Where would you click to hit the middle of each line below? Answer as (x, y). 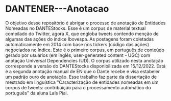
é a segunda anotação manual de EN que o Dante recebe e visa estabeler (83, 71)
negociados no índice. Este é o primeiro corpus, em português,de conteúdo (85, 50)
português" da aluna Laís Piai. (37, 93)
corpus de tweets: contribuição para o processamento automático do (78, 87)
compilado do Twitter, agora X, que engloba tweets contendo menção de (82, 33)
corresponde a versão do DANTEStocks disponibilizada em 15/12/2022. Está (86, 66)
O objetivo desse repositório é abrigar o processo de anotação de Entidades (86, 23)
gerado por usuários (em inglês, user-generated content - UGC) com (78, 55)
